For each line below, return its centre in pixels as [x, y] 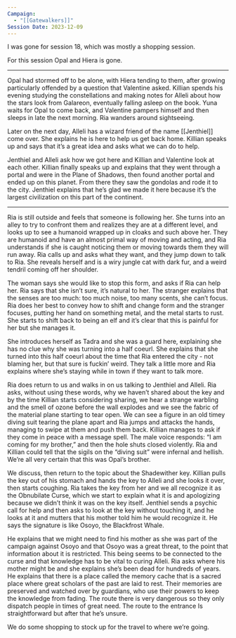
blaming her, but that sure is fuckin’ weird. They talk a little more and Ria [112, 364]
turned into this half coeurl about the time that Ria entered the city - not [111, 357]
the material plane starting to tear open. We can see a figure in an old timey [116, 415]
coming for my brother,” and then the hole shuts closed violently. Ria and [112, 445]
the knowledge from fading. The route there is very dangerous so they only [116, 599]
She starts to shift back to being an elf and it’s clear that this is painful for [113, 321]
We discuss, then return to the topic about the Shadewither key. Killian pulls [117, 473]
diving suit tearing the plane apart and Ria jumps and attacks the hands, [111, 423]
